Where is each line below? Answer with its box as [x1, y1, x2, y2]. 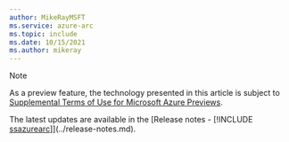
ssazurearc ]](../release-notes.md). [9, 123, 136, 134]
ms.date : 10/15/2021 [9, 37, 87, 47]
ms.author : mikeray [9, 46, 82, 55]
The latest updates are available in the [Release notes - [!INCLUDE [9, 114, 253, 125]
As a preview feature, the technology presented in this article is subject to [9, 88, 281, 99]
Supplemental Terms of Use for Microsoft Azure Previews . [9, 97, 223, 107]
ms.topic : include [9, 29, 78, 38]
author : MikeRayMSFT [9, 12, 87, 22]
